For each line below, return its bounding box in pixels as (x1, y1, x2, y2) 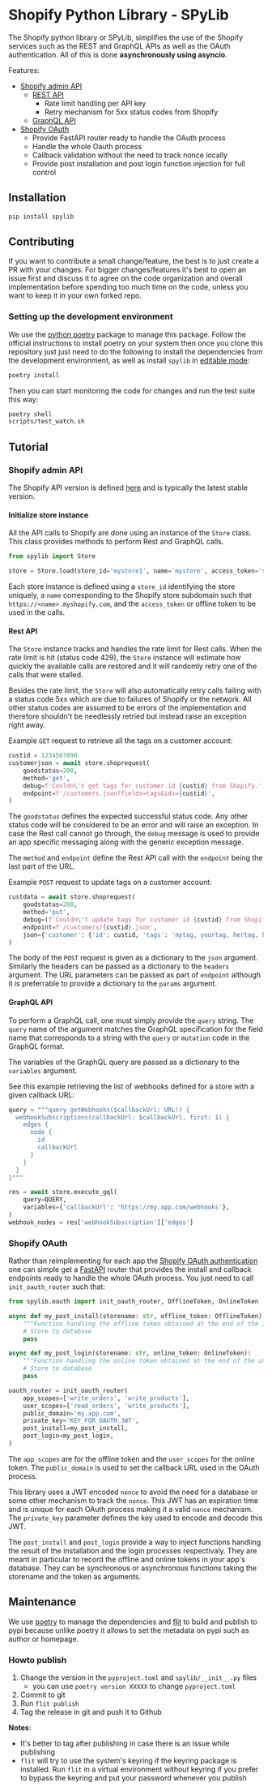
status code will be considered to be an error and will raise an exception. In (8, 820, 259, 830)
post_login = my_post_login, (23, 1432, 114, 1441)
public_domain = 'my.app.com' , (23, 1409, 121, 1417)
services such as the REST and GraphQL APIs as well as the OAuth (8, 41, 231, 50)
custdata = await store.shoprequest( (8, 893, 136, 901)
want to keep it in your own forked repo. (8, 290, 142, 301)
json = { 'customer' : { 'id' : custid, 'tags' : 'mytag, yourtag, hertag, (23, 930, 259, 938)
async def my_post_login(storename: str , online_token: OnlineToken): (8, 1349, 252, 1358)
